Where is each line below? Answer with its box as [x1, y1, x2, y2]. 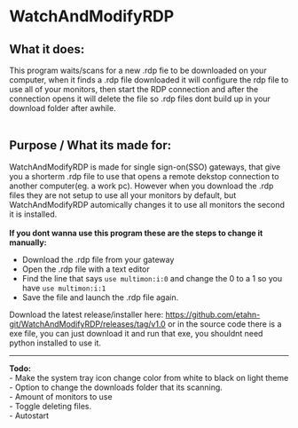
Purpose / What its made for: [9, 138, 171, 153]
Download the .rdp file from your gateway [21, 254, 175, 265]
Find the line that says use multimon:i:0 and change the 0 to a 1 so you [21, 273, 282, 283]
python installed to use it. [9, 337, 102, 348]
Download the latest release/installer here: [9, 309, 164, 320]
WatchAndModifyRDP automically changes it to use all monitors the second [9, 199, 286, 210]
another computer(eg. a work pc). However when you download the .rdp [9, 180, 274, 191]
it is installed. [9, 209, 58, 219]
